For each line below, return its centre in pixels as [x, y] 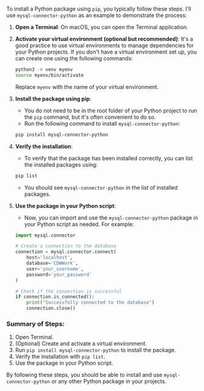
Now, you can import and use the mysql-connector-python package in [111, 217]
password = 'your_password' [59, 274]
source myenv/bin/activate [49, 75]
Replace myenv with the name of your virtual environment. [87, 87]
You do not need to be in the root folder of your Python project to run [111, 110]
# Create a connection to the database [66, 246]
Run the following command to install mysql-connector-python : [102, 123]
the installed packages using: [61, 165]
